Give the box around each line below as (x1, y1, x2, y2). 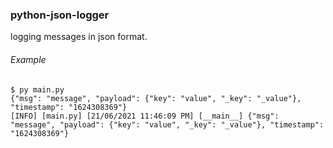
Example (10, 53, 47, 65)
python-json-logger (10, 8, 110, 22)
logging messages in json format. (10, 31, 148, 43)
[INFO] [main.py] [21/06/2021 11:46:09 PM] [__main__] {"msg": (10, 111, 280, 121)
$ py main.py (10, 84, 65, 95)
